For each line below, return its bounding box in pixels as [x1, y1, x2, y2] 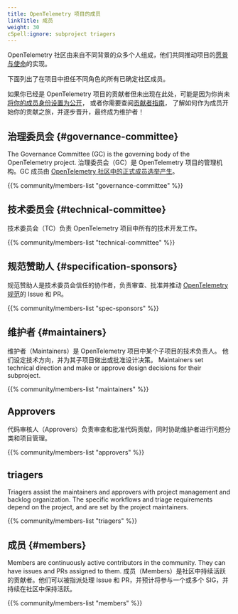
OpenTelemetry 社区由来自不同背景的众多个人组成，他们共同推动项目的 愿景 [7, 51, 229, 59]
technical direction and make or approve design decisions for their [7, 364, 202, 372]
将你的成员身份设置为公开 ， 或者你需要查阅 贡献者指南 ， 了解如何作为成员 [7, 99, 222, 107]
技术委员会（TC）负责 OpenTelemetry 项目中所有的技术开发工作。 [7, 223, 201, 232]
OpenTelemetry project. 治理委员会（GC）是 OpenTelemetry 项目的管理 [7, 158, 217, 167]
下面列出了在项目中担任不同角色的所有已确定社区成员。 [7, 75, 169, 83]
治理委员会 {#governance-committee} [7, 130, 179, 142]
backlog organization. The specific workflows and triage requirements [7, 495, 213, 504]
